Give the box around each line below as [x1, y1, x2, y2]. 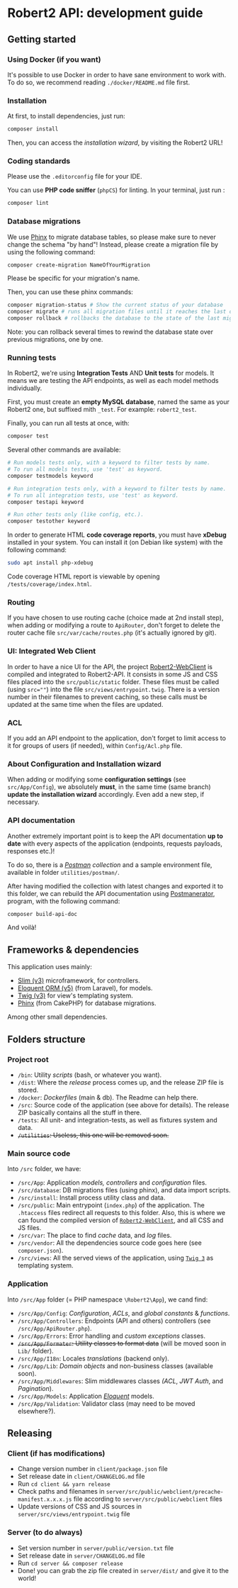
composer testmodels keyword [7, 472, 93, 479]
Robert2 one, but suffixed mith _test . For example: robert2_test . [7, 406, 197, 414]
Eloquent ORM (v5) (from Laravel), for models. [17, 984, 153, 992]
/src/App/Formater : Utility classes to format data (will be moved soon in [17, 1338, 227, 1348]
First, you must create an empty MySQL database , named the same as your [7, 398, 230, 406]
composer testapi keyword [7, 498, 84, 505]
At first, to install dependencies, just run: [7, 112, 125, 121]
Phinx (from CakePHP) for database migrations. [17, 999, 157, 1007]
